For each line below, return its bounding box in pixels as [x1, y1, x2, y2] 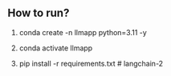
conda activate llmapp [18, 43, 93, 53]
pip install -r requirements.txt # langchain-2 [18, 58, 164, 68]
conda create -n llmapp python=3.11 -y [18, 27, 148, 37]
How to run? [7, 6, 70, 20]
